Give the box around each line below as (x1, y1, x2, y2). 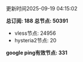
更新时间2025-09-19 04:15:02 (6, 5, 78, 12)
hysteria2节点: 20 (14, 37, 57, 43)
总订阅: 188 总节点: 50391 (6, 17, 68, 24)
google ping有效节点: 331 (6, 49, 68, 56)
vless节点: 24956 (14, 30, 56, 37)
